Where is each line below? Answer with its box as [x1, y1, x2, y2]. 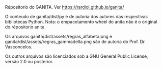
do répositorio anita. [5, 24, 46, 30]
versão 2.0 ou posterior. [5, 59, 54, 64]
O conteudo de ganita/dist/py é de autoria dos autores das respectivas [5, 14, 148, 19]
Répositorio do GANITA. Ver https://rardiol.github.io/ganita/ [5, 4, 124, 10]
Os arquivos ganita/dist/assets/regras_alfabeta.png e [5, 34, 112, 39]
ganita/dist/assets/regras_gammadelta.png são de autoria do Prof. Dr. [5, 39, 146, 45]
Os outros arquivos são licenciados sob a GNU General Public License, [5, 53, 148, 59]
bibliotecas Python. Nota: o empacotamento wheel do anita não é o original [5, 19, 158, 24]
